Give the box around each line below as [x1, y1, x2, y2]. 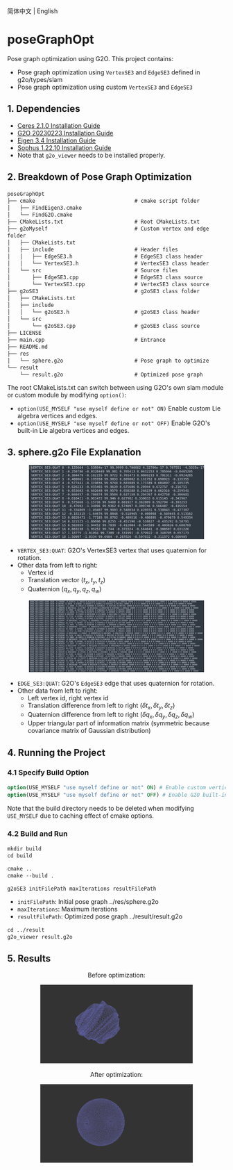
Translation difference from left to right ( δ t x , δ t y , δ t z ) [27, 701, 175, 711]
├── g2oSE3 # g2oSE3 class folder [7, 288, 200, 295]
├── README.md [7, 343, 49, 350]
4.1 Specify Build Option [7, 767, 89, 777]
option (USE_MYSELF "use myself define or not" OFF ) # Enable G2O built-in [7, 791, 228, 798]
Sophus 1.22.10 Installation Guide [17, 143, 112, 151]
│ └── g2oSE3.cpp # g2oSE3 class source [7, 322, 200, 329]
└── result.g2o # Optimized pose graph [19, 371, 203, 378]
